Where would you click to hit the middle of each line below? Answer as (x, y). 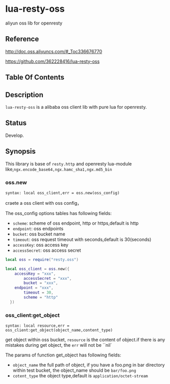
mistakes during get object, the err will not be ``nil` (59, 345)
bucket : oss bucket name (39, 234)
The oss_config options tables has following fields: (58, 213)
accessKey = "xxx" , (35, 274)
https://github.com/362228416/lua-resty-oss (53, 61)
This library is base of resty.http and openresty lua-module (68, 163)
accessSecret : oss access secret (47, 250)
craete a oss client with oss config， (44, 203)
